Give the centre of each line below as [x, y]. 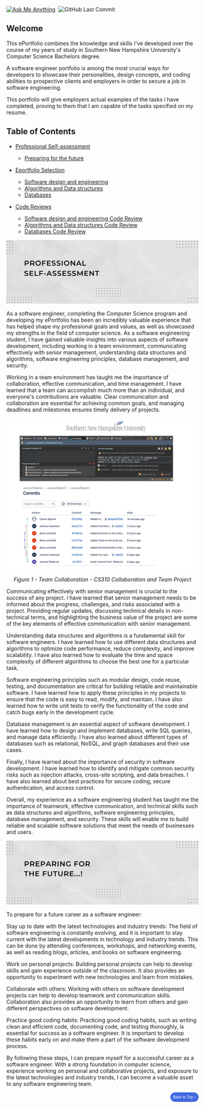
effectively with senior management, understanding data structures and [96, 353]
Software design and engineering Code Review [84, 218]
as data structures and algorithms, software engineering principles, [91, 813]
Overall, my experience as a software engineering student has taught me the [103, 800]
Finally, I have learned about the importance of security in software [91, 762]
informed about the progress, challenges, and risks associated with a [93, 604]
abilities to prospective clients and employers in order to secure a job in [96, 81]
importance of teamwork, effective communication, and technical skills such [102, 806]
